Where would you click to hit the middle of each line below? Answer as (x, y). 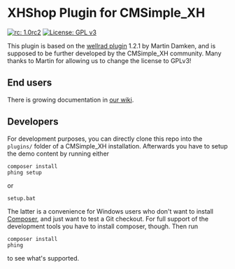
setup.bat (22, 198)
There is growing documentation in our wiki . (71, 99)
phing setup (24, 172)
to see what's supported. (43, 258)
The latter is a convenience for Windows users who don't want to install (110, 211)
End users (30, 83)
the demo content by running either (58, 153)
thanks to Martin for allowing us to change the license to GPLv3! (99, 60)
